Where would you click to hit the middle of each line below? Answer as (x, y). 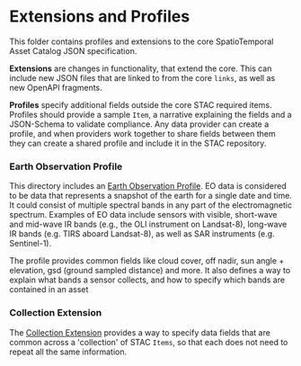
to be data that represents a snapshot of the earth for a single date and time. (150, 196)
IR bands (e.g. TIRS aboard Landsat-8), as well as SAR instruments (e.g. (142, 234)
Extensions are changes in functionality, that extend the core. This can (141, 68)
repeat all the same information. (68, 352)
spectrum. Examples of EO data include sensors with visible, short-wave (143, 215)
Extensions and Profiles (100, 17)
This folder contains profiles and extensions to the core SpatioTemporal (142, 41)
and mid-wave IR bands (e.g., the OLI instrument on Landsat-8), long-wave (148, 224)
